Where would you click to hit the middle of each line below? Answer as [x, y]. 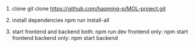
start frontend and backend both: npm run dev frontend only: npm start [100, 32]
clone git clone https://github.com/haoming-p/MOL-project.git [89, 9]
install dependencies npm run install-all [60, 20]
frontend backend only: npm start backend [65, 38]
